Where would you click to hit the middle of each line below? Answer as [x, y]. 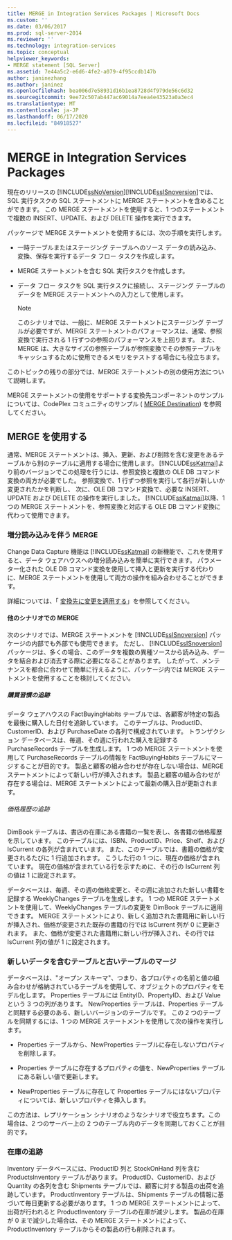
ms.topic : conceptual [38, 53]
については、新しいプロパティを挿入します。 [87, 1100]
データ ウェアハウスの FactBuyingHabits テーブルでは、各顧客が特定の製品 [114, 714]
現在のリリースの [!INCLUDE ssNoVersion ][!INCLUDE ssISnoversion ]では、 [112, 192]
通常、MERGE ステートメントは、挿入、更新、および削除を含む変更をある [113, 455]
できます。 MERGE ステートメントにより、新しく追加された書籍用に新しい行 [116, 916]
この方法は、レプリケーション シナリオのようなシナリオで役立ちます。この [114, 1115]
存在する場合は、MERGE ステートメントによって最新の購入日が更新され [109, 783]
